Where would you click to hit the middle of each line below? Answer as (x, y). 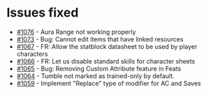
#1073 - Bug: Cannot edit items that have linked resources (100, 39)
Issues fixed (43, 13)
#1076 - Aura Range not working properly (76, 32)
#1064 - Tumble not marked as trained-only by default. (96, 76)
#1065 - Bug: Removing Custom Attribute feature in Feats (99, 68)
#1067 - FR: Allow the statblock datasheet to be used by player (107, 46)
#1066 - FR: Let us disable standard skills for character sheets (106, 61)
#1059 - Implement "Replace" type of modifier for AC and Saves (109, 83)
